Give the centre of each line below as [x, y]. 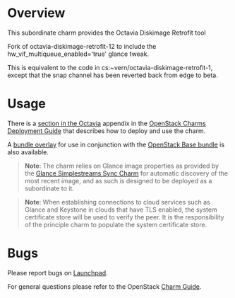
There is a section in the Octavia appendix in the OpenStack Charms [107, 123]
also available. [28, 152]
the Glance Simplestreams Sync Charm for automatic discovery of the [126, 173]
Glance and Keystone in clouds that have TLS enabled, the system [121, 210]
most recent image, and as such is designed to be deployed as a [118, 180]
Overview [36, 13]
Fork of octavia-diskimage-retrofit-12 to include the [82, 46]
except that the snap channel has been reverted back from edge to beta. [113, 75]
